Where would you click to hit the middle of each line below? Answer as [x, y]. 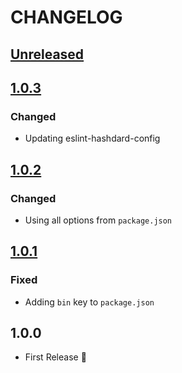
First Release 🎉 [55, 357]
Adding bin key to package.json [89, 302]
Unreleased [47, 54]
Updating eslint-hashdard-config [92, 138]
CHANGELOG [66, 17]
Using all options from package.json [98, 220]
